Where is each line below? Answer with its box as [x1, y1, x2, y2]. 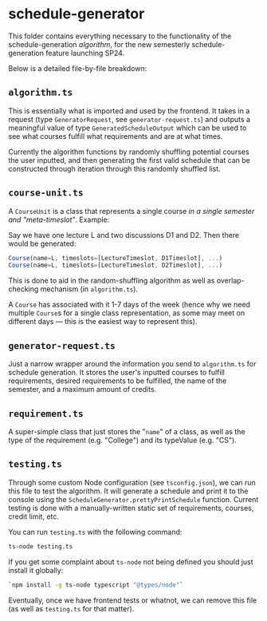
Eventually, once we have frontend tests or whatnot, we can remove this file [8, 595, 257, 605]
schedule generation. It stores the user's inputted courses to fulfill [8, 368, 225, 378]
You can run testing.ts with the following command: [8, 527, 183, 536]
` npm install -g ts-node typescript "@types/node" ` [8, 580, 183, 589]
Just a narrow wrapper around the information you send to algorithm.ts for [8, 359, 257, 369]
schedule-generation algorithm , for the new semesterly [8, 39, 190, 49]
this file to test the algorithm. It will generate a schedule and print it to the [8, 486, 249, 496]
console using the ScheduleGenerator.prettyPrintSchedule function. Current [8, 494, 259, 504]
